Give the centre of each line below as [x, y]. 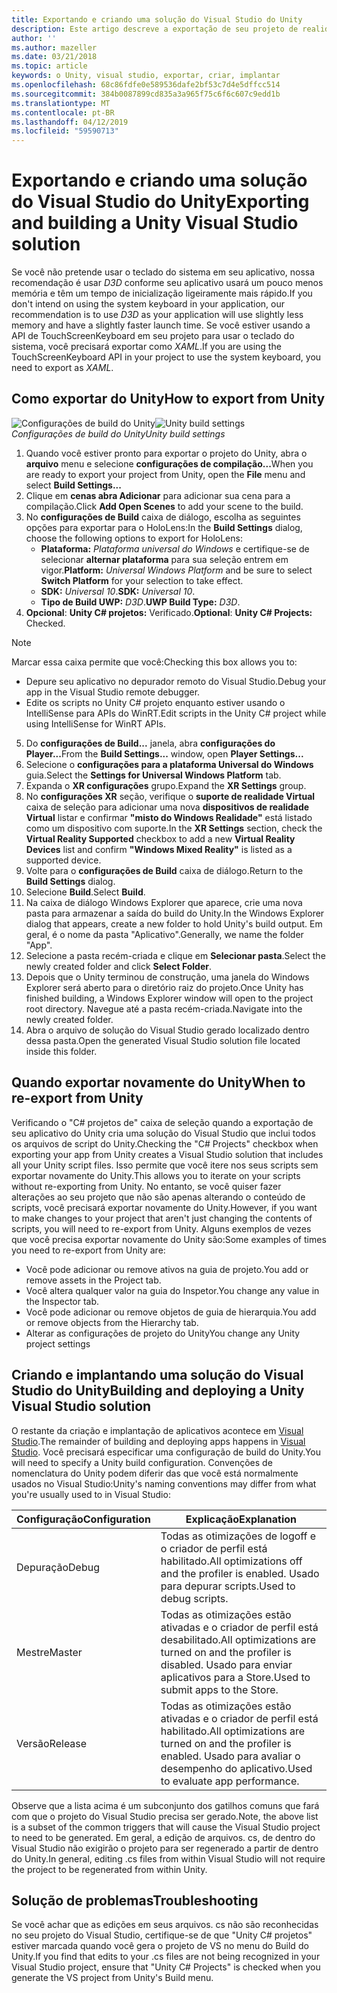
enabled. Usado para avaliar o [230, 1756]
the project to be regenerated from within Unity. [109, 1869]
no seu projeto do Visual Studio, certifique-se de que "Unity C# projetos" [162, 1935]
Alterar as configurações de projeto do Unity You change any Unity [163, 1333]
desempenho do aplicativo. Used [236, 1768]
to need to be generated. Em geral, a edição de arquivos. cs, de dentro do [163, 1837]
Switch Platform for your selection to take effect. [142, 580]
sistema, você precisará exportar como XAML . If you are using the [146, 347]
